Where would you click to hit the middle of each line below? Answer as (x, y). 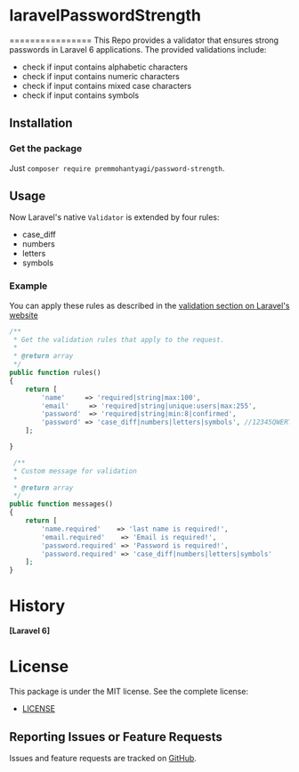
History (37, 606)
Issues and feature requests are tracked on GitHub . (103, 758)
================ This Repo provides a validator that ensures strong (144, 40)
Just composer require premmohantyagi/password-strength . (117, 168)
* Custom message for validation (75, 471)
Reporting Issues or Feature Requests (116, 737)
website (24, 315)
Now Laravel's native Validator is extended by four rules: (114, 217)
